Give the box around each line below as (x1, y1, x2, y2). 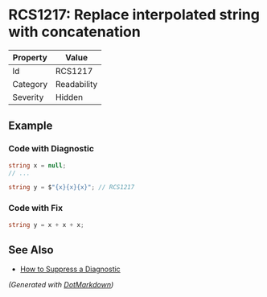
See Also (8, 243, 54, 257)
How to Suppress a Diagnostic (19, 264, 121, 274)
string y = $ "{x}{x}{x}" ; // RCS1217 (8, 184, 135, 192)
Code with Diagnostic (8, 143, 95, 155)
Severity (12, 91, 44, 102)
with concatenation (8, 23, 141, 41)
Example (8, 119, 53, 133)
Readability (55, 78, 98, 89)
